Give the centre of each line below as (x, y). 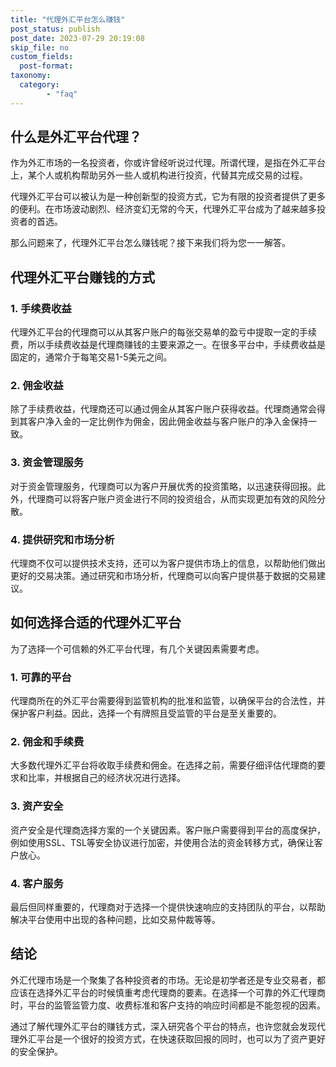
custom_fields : (42, 57)
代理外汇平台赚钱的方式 (82, 277)
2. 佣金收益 (37, 386)
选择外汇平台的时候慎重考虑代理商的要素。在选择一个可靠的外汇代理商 (181, 992)
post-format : (46, 66)
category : (39, 85)
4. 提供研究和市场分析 (62, 539)
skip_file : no (40, 47)
